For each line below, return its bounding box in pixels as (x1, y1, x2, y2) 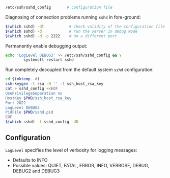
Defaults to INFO (12, 157, 48, 163)
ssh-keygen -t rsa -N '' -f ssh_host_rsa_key (5, 81, 103, 86)
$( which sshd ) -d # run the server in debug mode (5, 29, 138, 34)
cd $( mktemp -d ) (5, 77, 40, 82)
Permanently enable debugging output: (5, 42, 88, 49)
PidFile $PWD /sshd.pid (5, 110, 53, 115)
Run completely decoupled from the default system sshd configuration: (5, 66, 154, 73)
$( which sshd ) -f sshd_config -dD (5, 119, 79, 125)
